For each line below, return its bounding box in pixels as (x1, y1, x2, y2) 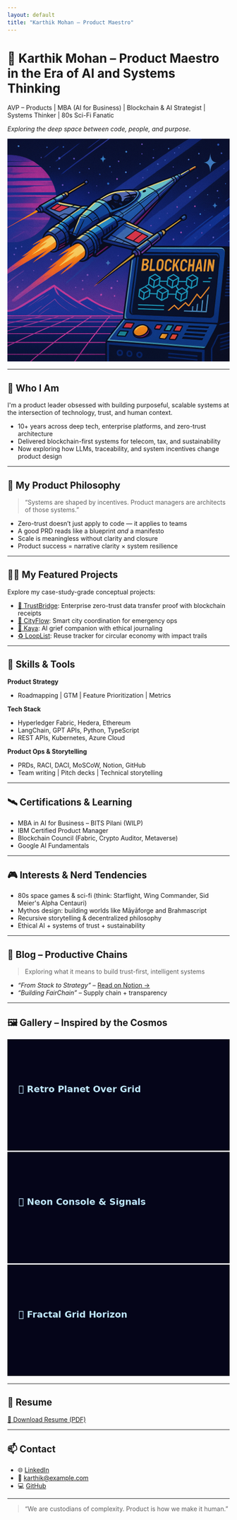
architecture (17, 430, 54, 438)
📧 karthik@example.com (17, 1473, 89, 1482)
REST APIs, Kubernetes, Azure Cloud (17, 733, 126, 742)
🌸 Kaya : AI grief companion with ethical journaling (17, 624, 163, 632)
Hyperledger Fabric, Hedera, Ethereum (17, 718, 131, 727)
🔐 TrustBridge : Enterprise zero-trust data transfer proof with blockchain (17, 601, 226, 609)
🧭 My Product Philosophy (7, 479, 121, 491)
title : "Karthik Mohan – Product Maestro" (7, 18, 134, 26)
